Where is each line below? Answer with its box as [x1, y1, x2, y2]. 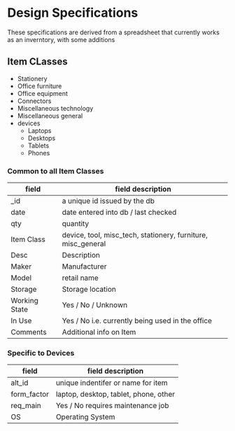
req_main [10, 401, 42, 411]
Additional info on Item [62, 327, 136, 337]
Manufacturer [62, 262, 107, 271]
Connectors [17, 97, 52, 105]
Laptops [27, 126, 52, 134]
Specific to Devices [7, 348, 75, 358]
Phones [27, 148, 50, 157]
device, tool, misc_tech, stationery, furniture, [62, 230, 208, 240]
